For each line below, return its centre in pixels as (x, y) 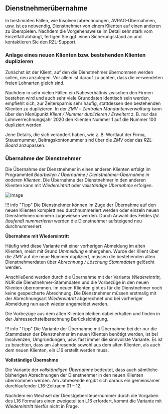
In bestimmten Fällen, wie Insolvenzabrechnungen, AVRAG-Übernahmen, (81, 20)
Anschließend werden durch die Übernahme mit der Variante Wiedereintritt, (83, 277)
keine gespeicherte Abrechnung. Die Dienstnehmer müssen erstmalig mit (81, 293)
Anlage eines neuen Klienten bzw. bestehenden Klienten (75, 55)
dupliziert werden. (24, 125)
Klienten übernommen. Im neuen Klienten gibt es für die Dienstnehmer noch (84, 288)
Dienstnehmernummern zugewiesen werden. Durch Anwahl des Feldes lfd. (82, 216)
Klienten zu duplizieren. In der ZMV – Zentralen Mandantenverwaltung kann (83, 109)
